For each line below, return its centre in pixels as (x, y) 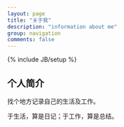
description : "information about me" (62, 27)
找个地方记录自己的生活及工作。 (53, 101)
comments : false (31, 40)
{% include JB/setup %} (42, 59)
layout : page (26, 14)
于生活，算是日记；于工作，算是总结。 (62, 116)
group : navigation (34, 33)
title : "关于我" (29, 20)
